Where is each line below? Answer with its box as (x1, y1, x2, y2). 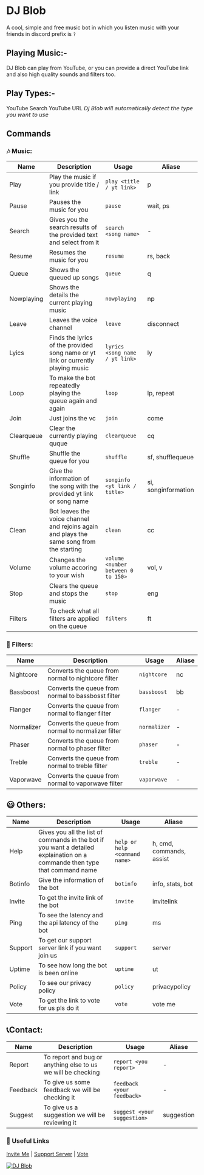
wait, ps (147, 202, 170, 210)
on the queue (49, 622, 87, 630)
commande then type (38, 858, 100, 867)
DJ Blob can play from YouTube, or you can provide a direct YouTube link (6, 64, 189, 71)
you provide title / (49, 180, 99, 189)
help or (115, 839, 137, 845)
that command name (38, 866, 97, 875)
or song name (49, 497, 89, 506)
